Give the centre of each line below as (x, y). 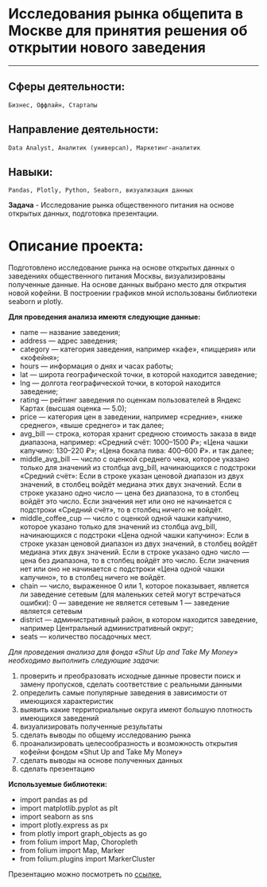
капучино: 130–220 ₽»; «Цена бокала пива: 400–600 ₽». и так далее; (137, 451)
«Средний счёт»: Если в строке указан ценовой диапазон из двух (132, 476)
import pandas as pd (54, 799)
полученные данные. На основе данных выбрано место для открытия (127, 285)
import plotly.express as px (64, 825)
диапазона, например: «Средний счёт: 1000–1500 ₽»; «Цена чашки (134, 442)
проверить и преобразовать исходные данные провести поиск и (130, 676)
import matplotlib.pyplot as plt (69, 808)
